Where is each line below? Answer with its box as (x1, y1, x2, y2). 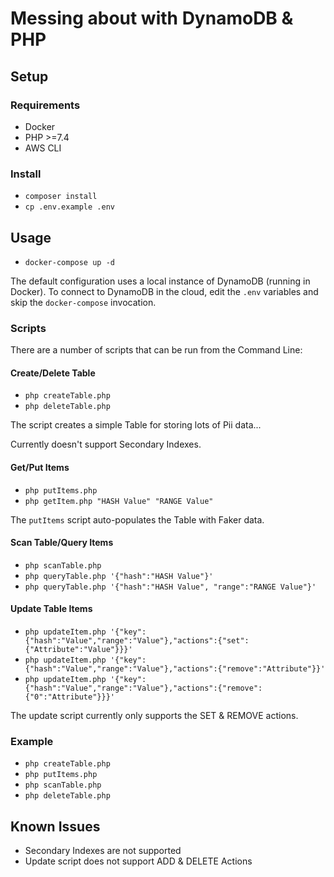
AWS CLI (24, 142, 62, 154)
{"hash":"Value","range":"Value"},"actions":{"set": (24, 636, 250, 646)
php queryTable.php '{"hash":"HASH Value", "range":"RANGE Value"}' (24, 582, 317, 592)
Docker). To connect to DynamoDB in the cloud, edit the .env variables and (10, 285, 319, 297)
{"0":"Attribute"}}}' (24, 692, 115, 702)
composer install (24, 192, 98, 202)
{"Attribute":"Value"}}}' (24, 645, 133, 655)
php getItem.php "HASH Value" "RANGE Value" (24, 496, 214, 506)
